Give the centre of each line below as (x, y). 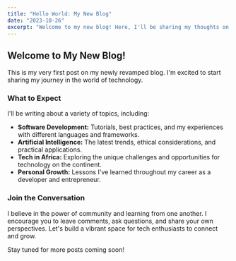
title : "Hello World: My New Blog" (60, 14)
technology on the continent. (60, 165)
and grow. (22, 236)
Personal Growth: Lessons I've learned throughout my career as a (114, 172)
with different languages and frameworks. (78, 135)
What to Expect (34, 98)
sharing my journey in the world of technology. (75, 80)
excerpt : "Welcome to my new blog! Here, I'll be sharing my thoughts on (118, 27)
